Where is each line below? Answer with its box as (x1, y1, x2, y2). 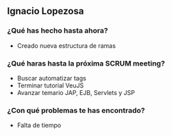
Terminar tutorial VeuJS (16, 81, 84, 90)
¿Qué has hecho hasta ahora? (7, 26, 108, 36)
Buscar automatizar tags (16, 74, 87, 82)
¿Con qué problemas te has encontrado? (7, 105, 145, 115)
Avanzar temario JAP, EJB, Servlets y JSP (16, 88, 135, 96)
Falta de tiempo (16, 121, 62, 129)
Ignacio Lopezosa (7, 5, 84, 17)
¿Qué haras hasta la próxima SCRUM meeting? (7, 58, 166, 68)
